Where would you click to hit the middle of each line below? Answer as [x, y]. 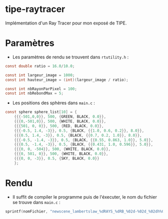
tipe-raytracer [35, 9]
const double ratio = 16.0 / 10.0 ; [40, 66]
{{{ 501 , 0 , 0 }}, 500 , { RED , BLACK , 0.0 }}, [59, 126]
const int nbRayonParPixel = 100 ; [41, 89]
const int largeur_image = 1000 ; [40, 75]
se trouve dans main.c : [36, 202]
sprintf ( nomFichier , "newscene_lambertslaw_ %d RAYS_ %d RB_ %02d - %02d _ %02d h [82, 211]
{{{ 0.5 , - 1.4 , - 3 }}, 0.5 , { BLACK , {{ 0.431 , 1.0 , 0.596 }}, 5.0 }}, [84, 145]
